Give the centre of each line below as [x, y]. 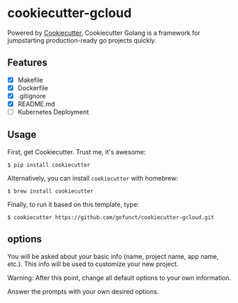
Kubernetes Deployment [53, 112]
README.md [36, 104]
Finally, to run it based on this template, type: [73, 204]
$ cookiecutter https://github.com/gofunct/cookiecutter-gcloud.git [111, 217]
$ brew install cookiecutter [50, 191]
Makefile [30, 80]
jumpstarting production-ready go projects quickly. [82, 40]
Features [27, 63]
